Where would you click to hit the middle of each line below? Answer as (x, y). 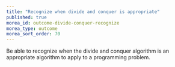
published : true (26, 17)
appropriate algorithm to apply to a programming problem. (78, 57)
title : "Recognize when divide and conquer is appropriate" (83, 12)
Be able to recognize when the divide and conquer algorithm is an (88, 51)
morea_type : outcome (32, 28)
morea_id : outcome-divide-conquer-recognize (63, 23)
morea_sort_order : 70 (33, 34)
